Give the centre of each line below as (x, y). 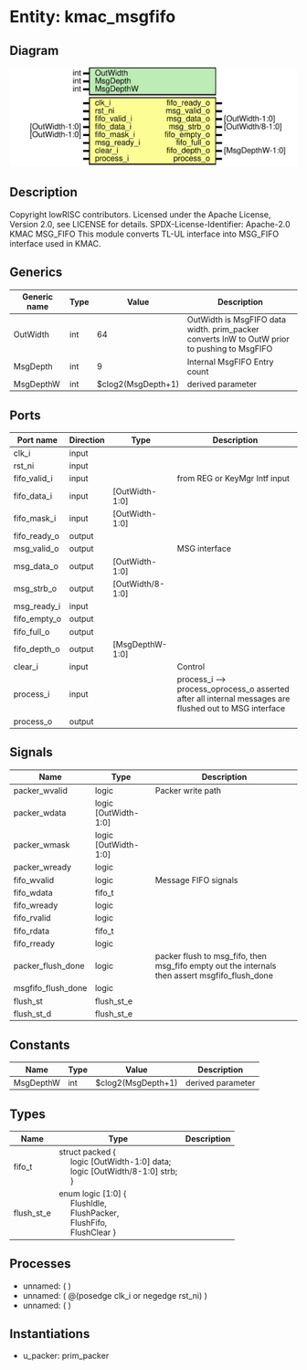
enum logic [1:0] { (93, 1194)
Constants (40, 1044)
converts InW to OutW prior (238, 339)
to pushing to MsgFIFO (230, 349)
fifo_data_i (33, 496)
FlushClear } (93, 1233)
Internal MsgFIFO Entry (230, 362)
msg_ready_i (37, 606)
